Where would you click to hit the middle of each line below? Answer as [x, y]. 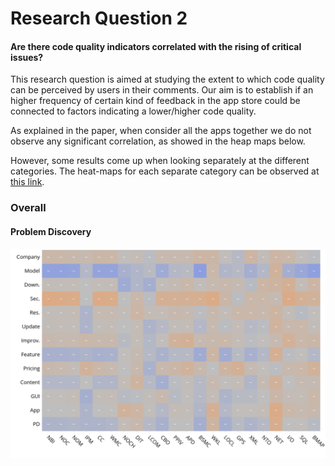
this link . [27, 182]
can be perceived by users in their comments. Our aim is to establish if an [162, 90]
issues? [27, 57]
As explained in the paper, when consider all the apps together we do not [161, 131]
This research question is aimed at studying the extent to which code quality [167, 79]
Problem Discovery [51, 231]
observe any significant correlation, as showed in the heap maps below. [158, 141]
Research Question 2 [99, 18]
